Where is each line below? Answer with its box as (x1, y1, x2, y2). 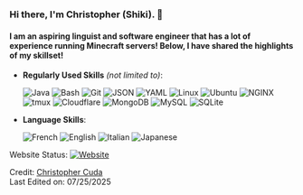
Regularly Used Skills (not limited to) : (22, 70, 163, 80)
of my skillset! (9, 50, 64, 60)
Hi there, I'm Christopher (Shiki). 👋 (9, 8, 164, 21)
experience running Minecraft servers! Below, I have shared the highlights (9, 40, 294, 51)
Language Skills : (22, 115, 87, 125)
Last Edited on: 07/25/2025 (9, 176, 111, 188)
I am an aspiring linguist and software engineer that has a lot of (9, 31, 251, 42)
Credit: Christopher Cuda (9, 167, 103, 178)
